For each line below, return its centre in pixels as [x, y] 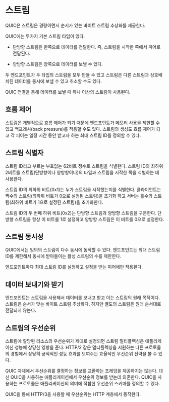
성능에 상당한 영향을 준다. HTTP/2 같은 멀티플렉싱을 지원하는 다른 [79, 347]
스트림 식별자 [24, 153]
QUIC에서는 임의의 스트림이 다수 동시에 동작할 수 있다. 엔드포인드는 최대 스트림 [83, 250]
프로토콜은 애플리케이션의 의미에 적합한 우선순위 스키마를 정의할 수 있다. [89, 383]
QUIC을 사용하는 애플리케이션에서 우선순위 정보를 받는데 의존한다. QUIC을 [83, 377]
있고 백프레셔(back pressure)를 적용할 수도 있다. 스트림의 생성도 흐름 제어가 [80, 129]
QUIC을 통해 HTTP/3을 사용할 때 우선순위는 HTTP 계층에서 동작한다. [73, 394]
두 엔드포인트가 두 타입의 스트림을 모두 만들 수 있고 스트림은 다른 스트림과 [77, 75]
